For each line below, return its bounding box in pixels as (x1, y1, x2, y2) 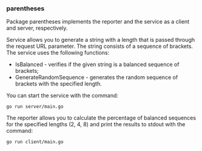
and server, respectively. (6, 24, 68, 32)
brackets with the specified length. (15, 80, 102, 87)
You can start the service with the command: (6, 92, 118, 99)
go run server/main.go (6, 104, 64, 110)
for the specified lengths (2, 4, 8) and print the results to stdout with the (6, 121, 186, 128)
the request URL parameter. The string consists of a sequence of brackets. (6, 42, 193, 50)
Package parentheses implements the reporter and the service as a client (6, 18, 190, 25)
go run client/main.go (6, 139, 64, 145)
